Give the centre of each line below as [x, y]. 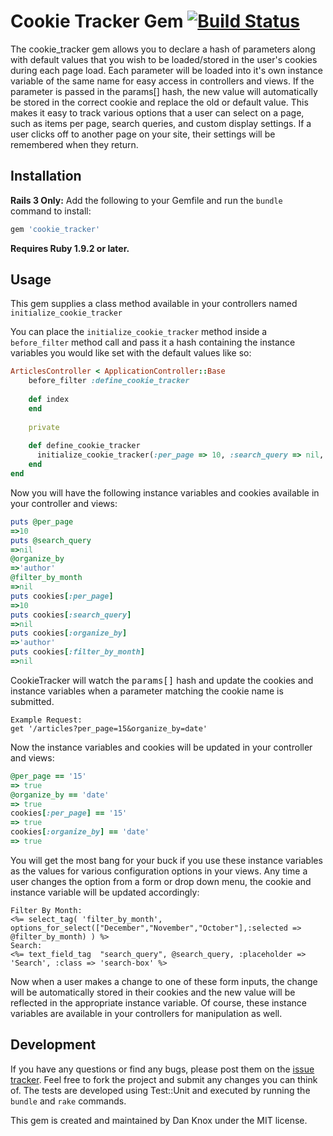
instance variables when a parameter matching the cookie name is [147, 691]
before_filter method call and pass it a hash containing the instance [153, 342]
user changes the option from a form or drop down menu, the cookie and [161, 881]
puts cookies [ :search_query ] [71, 615]
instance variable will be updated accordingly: [105, 892]
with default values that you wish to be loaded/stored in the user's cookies [164, 59]
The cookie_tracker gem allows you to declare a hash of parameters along [163, 49]
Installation [46, 176]
